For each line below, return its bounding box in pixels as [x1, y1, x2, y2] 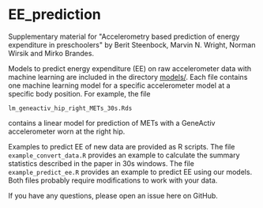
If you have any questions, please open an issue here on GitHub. [8, 191, 219, 200]
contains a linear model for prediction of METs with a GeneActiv [8, 118, 216, 127]
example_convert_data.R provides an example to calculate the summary [8, 150, 240, 160]
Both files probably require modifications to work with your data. [8, 176, 218, 185]
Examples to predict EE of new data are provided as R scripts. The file [8, 142, 235, 151]
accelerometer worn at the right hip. [8, 127, 126, 136]
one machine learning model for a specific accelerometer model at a [8, 81, 231, 90]
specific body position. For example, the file [8, 89, 151, 98]
